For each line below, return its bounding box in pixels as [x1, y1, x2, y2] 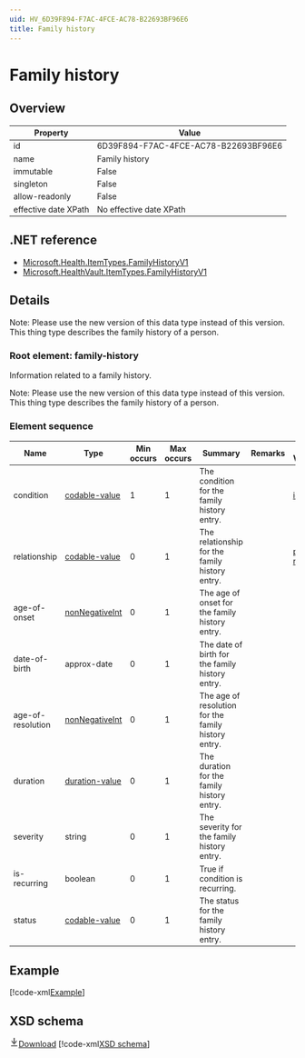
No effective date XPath [96, 204, 186, 215]
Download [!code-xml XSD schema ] [18, 1039, 151, 1050]
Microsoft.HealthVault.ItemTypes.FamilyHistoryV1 [22, 266, 207, 277]
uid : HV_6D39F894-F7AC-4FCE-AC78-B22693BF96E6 [9, 15, 189, 24]
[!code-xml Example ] [9, 987, 85, 998]
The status [199, 895, 240, 906]
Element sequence [9, 419, 93, 432]
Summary [202, 448, 241, 459]
